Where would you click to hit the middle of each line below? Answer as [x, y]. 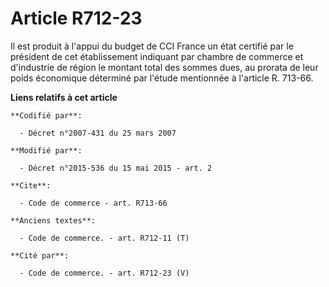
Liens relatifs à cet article [64, 97]
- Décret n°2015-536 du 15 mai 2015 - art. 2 [116, 168]
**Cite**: [31, 185]
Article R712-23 [76, 18]
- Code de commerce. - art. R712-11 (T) [104, 238]
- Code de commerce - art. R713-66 [93, 203]
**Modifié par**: [46, 150]
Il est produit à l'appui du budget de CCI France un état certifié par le [152, 46]
